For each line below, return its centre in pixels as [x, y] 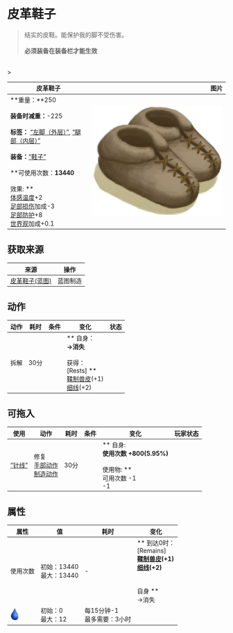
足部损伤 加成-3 [33, 206]
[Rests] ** [82, 370]
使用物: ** [117, 469]
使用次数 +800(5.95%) [135, 453]
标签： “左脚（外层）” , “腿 [45, 132]
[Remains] [152, 550]
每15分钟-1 [102, 611]
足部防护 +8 [26, 214]
